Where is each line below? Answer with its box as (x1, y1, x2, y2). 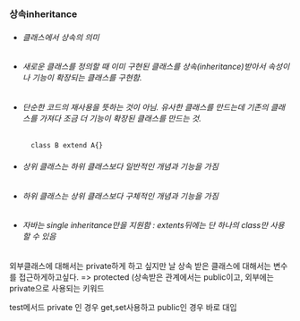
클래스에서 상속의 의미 (21, 31, 100, 42)
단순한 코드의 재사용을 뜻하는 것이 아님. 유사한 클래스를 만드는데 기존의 (21, 101, 269, 113)
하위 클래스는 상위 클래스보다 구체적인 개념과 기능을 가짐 (21, 190, 219, 201)
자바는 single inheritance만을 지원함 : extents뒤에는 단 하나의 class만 (21, 220, 269, 231)
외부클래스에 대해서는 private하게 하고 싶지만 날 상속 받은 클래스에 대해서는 (9, 260, 271, 271)
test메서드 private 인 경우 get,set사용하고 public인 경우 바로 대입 (9, 301, 237, 312)
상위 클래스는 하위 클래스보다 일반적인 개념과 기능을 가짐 (21, 161, 219, 172)
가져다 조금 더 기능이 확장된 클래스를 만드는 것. (39, 113, 201, 123)
